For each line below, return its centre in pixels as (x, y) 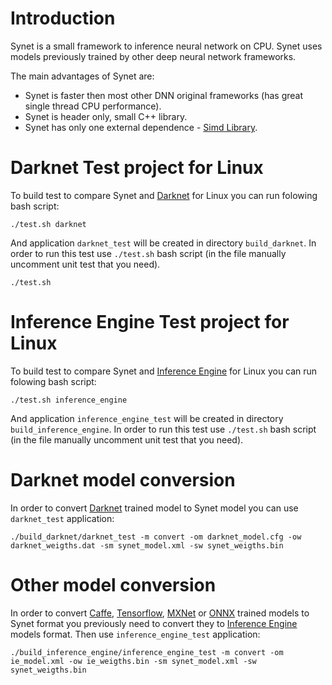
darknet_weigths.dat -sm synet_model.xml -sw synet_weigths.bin (147, 545)
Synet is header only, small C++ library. (106, 116)
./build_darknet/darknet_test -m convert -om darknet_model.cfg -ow (156, 537)
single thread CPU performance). (93, 106)
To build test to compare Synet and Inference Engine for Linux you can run (164, 371)
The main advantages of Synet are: (82, 76)
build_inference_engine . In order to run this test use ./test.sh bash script (163, 429)
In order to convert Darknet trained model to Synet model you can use (154, 508)
